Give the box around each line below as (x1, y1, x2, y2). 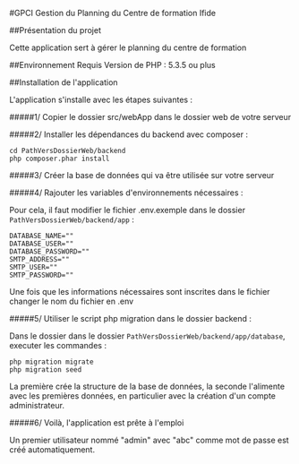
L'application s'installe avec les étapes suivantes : (9, 94, 193, 105)
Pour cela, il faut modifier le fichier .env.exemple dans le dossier (9, 205, 246, 215)
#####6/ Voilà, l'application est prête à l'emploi (9, 417, 184, 428)
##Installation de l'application (9, 77, 118, 88)
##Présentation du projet (9, 25, 101, 35)
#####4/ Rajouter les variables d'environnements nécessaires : (9, 187, 243, 198)
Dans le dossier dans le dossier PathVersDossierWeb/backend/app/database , (9, 331, 286, 341)
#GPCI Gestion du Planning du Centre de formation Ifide (9, 8, 217, 18)
